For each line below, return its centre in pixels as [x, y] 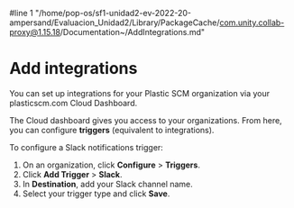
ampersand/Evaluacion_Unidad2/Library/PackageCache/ [115, 23]
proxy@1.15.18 [35, 32]
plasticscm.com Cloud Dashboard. [73, 103]
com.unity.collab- [252, 23]
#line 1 [21, 13]
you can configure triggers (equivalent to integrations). [112, 130]
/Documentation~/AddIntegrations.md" [133, 32]
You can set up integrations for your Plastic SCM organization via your [140, 93]
